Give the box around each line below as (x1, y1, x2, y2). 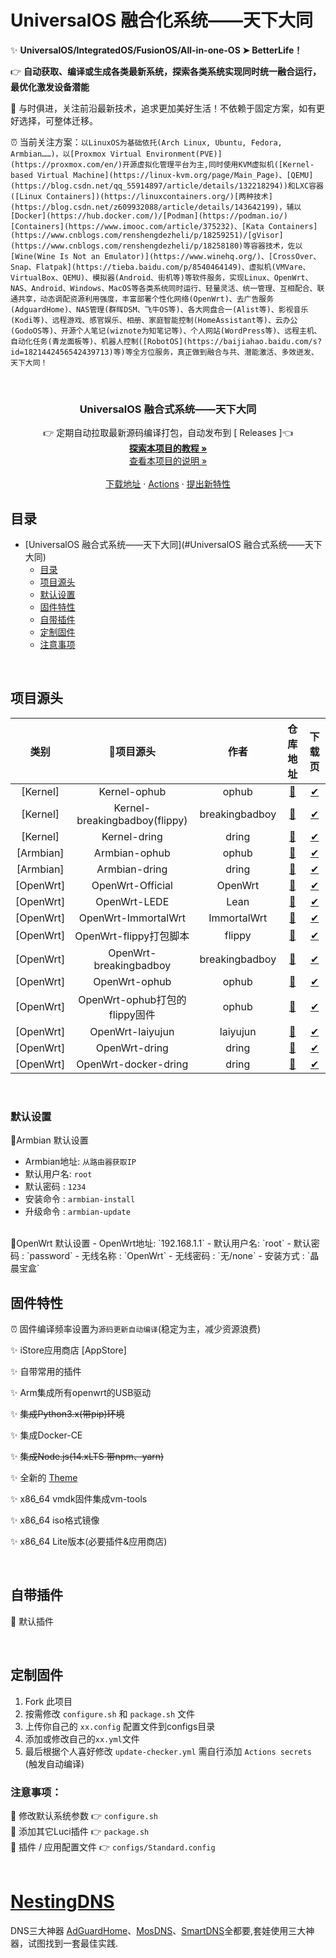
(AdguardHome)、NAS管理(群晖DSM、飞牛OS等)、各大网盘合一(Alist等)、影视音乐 (10, 304, 309, 315)
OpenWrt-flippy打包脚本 (74, 929, 190, 943)
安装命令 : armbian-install (24, 1193, 136, 1205)
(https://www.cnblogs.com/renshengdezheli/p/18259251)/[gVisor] (10, 230, 284, 240)
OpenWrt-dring (95, 1041, 169, 1055)
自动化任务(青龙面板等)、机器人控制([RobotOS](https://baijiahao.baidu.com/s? (10, 336, 323, 346)
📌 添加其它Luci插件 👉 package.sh (10, 1825, 150, 1837)
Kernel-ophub (98, 784, 167, 798)
